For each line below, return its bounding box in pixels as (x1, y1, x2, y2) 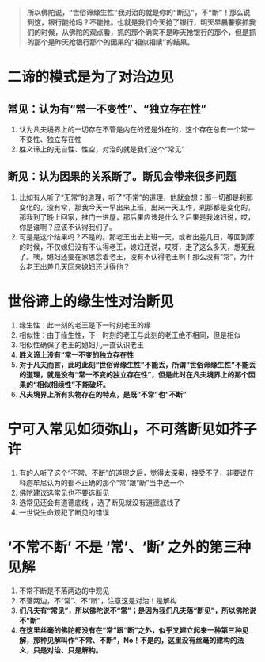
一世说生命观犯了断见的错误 (18, 507, 110, 517)
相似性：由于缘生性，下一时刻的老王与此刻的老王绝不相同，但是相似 (18, 330, 241, 339)
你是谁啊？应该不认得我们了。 (18, 222, 116, 232)
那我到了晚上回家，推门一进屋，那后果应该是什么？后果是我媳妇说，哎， (18, 212, 255, 221)
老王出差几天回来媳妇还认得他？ (25, 262, 131, 271)
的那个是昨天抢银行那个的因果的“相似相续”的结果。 (26, 37, 195, 47)
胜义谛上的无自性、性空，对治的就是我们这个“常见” (18, 144, 185, 154)
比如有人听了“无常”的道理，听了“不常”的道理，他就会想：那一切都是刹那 (18, 192, 254, 201)
